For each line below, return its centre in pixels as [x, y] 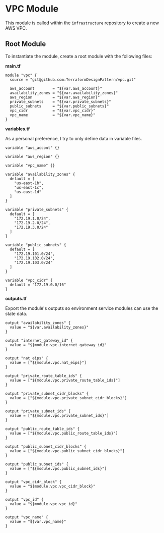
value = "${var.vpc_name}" [38, 521]
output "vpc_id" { [24, 499]
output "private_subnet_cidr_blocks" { [47, 393]
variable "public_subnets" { [36, 245]
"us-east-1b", [29, 183]
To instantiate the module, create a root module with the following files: [79, 56]
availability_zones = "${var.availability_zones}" [64, 93]
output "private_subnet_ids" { [38, 411]
